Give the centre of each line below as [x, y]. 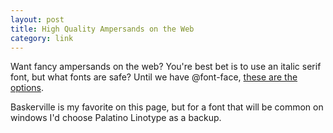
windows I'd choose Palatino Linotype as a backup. [116, 118]
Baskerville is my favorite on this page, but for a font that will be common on [167, 107]
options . [27, 88]
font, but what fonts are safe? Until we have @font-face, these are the [154, 77]
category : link [42, 38]
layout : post [37, 19]
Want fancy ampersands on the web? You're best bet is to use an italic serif [166, 67]
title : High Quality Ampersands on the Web [102, 29]
